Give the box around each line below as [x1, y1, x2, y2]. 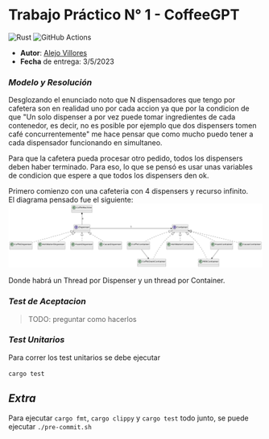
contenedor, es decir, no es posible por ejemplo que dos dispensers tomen [8, 121, 257, 131]
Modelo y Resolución [8, 77, 93, 88]
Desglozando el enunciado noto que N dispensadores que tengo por [8, 95, 236, 105]
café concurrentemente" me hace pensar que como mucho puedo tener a [8, 129, 254, 139]
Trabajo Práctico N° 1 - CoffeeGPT [8, 6, 240, 24]
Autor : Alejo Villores [19, 48, 87, 57]
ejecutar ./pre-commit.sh [8, 421, 93, 431]
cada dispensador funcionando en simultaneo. [8, 138, 163, 148]
